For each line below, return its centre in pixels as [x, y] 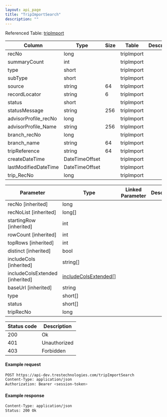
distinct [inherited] [29, 251]
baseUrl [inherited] [30, 288]
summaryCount [26, 62]
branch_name [24, 143]
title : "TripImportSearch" [33, 14]
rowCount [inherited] [32, 235]
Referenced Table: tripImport [35, 33]
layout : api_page [23, 10]
